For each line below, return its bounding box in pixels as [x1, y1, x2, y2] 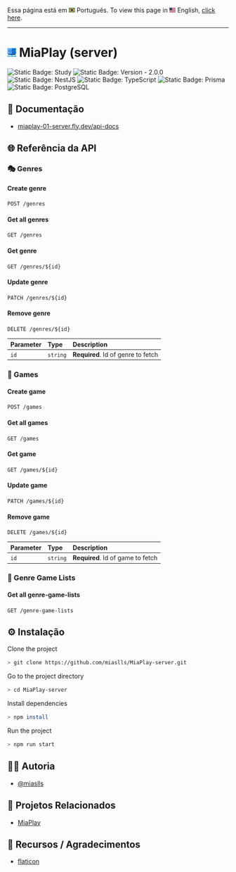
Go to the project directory [7, 672, 84, 681]
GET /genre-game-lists [7, 607, 74, 614]
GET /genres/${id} [7, 263, 61, 270]
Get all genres [7, 215, 49, 224]
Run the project [7, 726, 52, 735]
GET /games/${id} [7, 466, 58, 474]
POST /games [7, 404, 42, 411]
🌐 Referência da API [7, 142, 97, 154]
